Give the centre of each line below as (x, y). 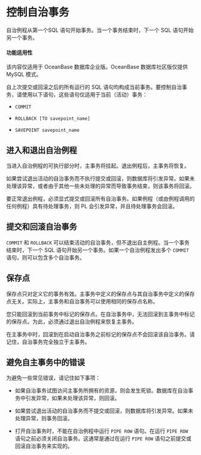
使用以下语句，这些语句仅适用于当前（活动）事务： (85, 95)
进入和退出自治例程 (42, 150)
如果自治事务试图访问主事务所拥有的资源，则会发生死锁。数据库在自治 (101, 391)
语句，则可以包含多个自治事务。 (45, 257)
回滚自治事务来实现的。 (44, 446)
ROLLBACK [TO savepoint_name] (53, 119)
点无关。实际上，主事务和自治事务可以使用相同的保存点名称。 (82, 301)
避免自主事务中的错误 (45, 362)
